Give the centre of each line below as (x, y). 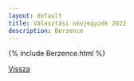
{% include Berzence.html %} (57, 54)
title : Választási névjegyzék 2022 (67, 23)
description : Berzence (46, 30)
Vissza (19, 69)
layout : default (35, 16)
